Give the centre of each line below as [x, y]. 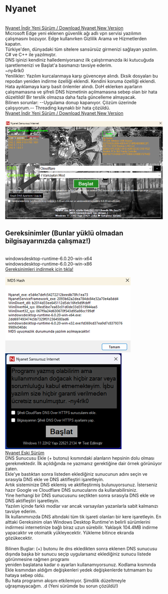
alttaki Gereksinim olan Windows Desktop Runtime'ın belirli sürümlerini [78, 522]
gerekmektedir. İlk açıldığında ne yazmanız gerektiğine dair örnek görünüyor [84, 463]
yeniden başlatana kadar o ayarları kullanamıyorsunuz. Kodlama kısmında [80, 564]
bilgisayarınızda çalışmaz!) [48, 241]
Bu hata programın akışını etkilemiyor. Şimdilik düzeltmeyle [65, 580]
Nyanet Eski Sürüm [25, 453]
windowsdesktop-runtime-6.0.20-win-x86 [49, 264]
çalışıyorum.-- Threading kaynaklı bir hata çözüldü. [58, 108]
